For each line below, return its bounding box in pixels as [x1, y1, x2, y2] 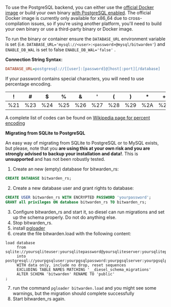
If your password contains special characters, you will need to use [5, 75, 144, 81]
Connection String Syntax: [5, 57, 63, 63]
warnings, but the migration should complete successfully [12, 290, 135, 296]
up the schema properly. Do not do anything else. [12, 214, 117, 220]
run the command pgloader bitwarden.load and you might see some [12, 285, 157, 291]
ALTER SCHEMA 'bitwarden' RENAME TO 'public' [16, 271, 115, 276]
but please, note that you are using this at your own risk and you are [5, 145, 150, 151]
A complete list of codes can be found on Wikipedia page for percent [5, 115, 150, 121]
